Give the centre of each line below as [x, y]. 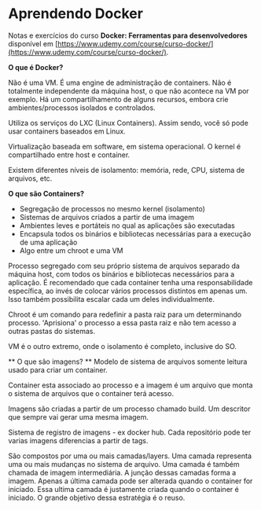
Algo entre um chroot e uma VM [71, 250]
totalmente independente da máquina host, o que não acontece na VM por [129, 90]
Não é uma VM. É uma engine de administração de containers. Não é [120, 83]
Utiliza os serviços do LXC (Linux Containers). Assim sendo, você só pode [129, 123]
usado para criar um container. [58, 369]
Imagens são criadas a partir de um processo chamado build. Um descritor [129, 409]
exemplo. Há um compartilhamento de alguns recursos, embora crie [118, 99]
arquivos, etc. [30, 178]
